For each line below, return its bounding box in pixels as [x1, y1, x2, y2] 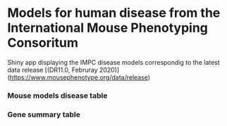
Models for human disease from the [7, 5, 221, 21]
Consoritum [7, 35, 79, 51]
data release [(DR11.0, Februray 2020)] [7, 65, 120, 74]
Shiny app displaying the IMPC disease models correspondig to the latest [7, 58, 220, 66]
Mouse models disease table [7, 90, 108, 100]
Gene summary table [7, 109, 81, 119]
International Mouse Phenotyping [7, 20, 208, 36]
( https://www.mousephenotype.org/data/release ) [7, 73, 150, 82]
